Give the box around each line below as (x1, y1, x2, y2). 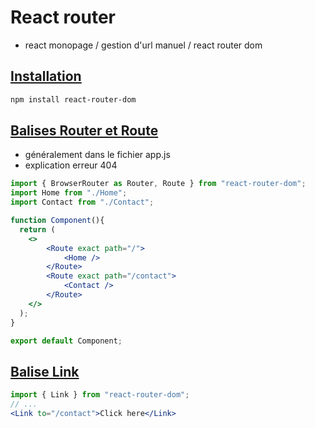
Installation (10, 68, 82, 85)
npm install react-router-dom (10, 94, 137, 105)
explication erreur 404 (24, 159, 118, 171)
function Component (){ (10, 216, 105, 226)
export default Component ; (10, 336, 123, 346)
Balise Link (10, 363, 80, 380)
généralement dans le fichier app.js (24, 149, 171, 161)
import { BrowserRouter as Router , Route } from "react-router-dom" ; (10, 179, 307, 189)
